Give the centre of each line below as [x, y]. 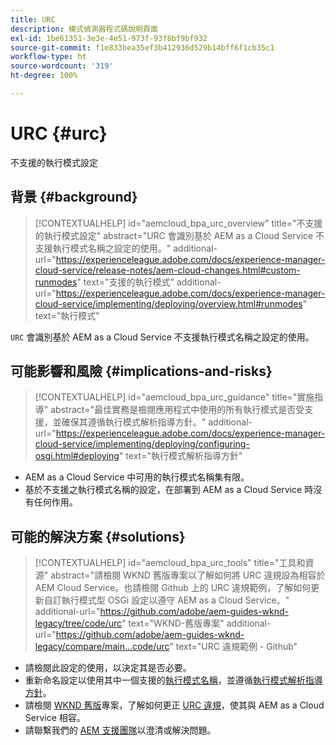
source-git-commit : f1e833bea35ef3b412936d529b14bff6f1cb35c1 [142, 47]
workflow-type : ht [48, 57]
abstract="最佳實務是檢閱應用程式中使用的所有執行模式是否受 [177, 410]
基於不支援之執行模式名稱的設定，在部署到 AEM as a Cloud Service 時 [169, 490]
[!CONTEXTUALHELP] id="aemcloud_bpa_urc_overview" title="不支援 [178, 223]
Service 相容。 [55, 718]
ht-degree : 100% [44, 76]
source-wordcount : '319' [62, 66]
